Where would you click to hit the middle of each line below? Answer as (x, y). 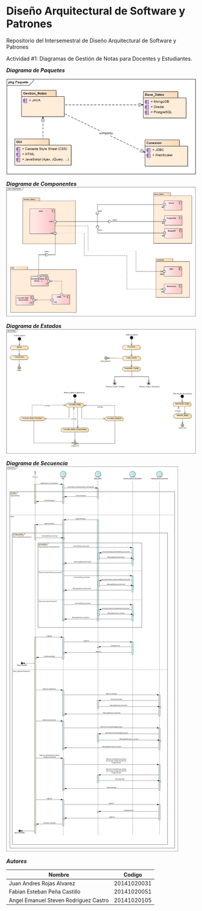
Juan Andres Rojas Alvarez (42, 883)
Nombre (59, 874)
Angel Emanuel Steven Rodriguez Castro (59, 900)
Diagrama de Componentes (41, 184)
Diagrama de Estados (34, 326)
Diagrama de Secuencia (37, 463)
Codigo (133, 874)
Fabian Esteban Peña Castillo (45, 892)
